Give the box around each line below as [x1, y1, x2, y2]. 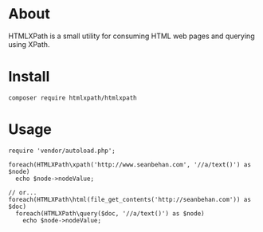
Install [8, 68, 50, 86]
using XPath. [8, 39, 50, 49]
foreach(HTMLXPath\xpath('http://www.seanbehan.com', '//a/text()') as [8, 160, 251, 168]
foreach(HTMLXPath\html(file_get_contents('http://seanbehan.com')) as [8, 195, 251, 203]
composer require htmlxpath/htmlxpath [8, 93, 137, 102]
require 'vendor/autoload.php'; [8, 147, 116, 155]
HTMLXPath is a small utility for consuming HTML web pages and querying [8, 31, 255, 41]
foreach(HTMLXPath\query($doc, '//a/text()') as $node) [15, 209, 205, 218]
